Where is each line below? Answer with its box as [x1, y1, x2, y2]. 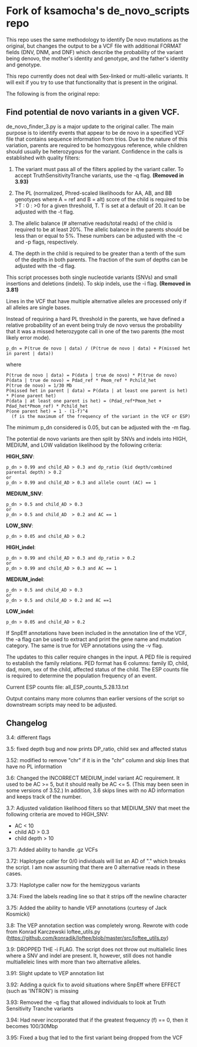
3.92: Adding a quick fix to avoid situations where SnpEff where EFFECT [6, 981, 181, 988]
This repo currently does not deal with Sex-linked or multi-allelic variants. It [6, 72, 188, 79]
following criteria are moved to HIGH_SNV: [6, 810, 109, 817]
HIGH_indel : [6, 543, 36, 551]
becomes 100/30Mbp [6, 1022, 58, 1029]
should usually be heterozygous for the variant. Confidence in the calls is [6, 148, 183, 155]
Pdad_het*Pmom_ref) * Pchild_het [6, 403, 88, 409]
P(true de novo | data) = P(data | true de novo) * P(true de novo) [6, 372, 178, 378]
